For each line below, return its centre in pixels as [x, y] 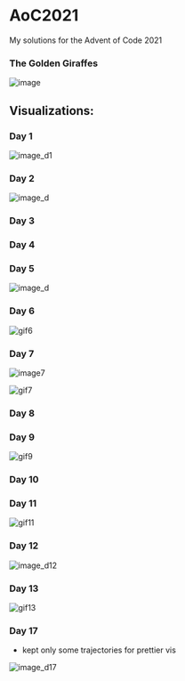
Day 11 [23, 504]
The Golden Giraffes [54, 63]
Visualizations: [52, 111]
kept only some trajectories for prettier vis [99, 650]
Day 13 [24, 588]
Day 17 [24, 630]
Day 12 [24, 546]
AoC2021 [44, 16]
